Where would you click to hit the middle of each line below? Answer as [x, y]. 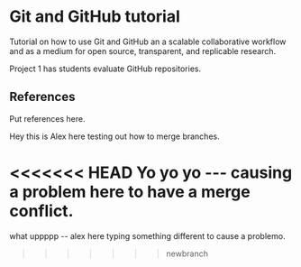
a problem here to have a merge [130, 192]
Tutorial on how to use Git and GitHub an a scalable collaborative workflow [148, 41]
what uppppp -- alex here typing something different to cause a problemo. [147, 235]
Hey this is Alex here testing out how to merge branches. [114, 136]
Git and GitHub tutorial [95, 17]
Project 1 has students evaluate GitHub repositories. [105, 69]
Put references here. [47, 118]
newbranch [187, 253]
